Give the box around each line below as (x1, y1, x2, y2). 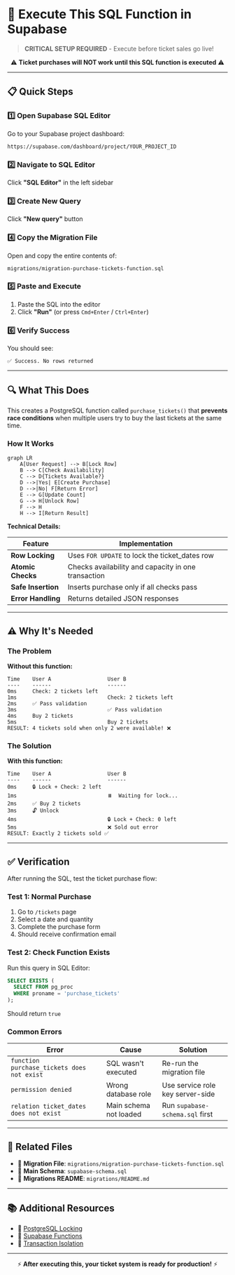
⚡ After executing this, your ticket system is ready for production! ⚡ (17, 1260, 218, 1269)
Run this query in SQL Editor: (7, 963, 91, 972)
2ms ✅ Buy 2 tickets (7, 800, 81, 808)
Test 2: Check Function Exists (7, 947, 111, 957)
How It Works (7, 439, 55, 448)
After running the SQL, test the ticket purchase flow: (7, 874, 157, 883)
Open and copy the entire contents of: (7, 251, 117, 260)
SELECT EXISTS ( (7, 977, 55, 984)
